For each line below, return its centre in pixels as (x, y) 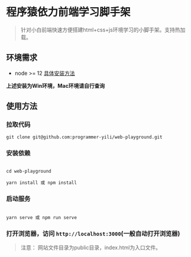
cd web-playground (29, 171)
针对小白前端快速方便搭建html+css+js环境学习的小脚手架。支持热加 (103, 30)
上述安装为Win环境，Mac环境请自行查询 (56, 85)
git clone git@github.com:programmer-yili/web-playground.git (84, 137)
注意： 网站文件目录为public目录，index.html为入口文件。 (91, 248)
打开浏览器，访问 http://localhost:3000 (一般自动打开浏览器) (93, 233)
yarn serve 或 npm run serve (41, 218)
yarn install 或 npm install (41, 183)
